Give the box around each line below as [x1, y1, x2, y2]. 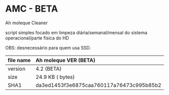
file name [8, 57, 31, 64]
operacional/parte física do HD [5, 35, 69, 41]
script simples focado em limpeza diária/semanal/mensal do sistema [5, 29, 148, 35]
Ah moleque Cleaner [5, 20, 48, 26]
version [8, 65, 26, 72]
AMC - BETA [5, 3, 58, 15]
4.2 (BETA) [35, 65, 62, 72]
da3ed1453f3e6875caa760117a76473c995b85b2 [35, 81, 161, 88]
